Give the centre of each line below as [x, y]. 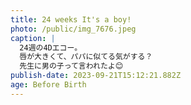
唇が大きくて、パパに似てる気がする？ [86, 57]
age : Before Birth [48, 85]
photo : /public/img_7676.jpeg [73, 29]
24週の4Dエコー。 [51, 47]
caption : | [33, 38]
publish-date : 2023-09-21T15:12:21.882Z [96, 76]
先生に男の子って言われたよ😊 [71, 66]
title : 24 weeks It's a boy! [71, 19]
